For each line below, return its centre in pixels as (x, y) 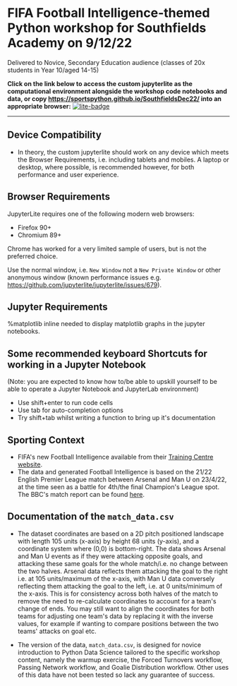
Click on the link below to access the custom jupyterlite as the (100, 83)
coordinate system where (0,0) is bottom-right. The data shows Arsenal (121, 548)
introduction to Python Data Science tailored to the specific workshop (119, 652)
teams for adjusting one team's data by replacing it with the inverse (115, 616)
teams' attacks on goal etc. (57, 631)
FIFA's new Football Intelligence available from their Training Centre (115, 457)
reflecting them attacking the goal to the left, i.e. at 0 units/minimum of (120, 586)
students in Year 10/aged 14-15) (53, 70)
